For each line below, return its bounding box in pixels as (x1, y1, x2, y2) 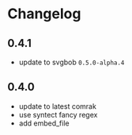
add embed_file (18, 118, 70, 128)
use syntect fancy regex (18, 110, 98, 119)
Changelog (7, 5, 81, 23)
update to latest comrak (18, 101, 96, 111)
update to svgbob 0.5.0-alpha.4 (18, 57, 125, 67)
